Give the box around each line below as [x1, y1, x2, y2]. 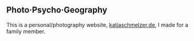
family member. [6, 28, 46, 35]
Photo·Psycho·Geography [6, 5, 108, 15]
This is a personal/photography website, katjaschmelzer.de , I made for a [6, 21, 188, 28]
